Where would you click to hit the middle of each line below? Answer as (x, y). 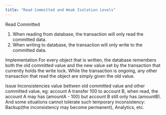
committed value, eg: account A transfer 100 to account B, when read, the (82, 91)
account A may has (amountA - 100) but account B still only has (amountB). (83, 96)
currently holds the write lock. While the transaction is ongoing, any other (81, 71)
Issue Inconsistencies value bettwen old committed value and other (75, 86)
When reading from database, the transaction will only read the (78, 34)
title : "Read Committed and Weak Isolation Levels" (60, 10)
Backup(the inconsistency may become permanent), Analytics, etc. (75, 107)
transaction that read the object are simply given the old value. (70, 76)
